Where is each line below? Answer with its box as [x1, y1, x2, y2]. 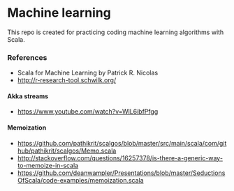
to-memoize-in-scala [17, 161, 79, 169]
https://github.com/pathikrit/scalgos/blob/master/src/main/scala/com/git [17, 139, 227, 147]
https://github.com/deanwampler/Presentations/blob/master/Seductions [17, 169, 226, 177]
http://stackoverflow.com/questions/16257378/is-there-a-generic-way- [17, 153, 224, 162]
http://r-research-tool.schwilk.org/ [17, 76, 117, 84]
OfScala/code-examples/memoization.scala [17, 176, 145, 184]
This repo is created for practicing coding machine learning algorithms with [7, 28, 224, 36]
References [7, 52, 47, 62]
